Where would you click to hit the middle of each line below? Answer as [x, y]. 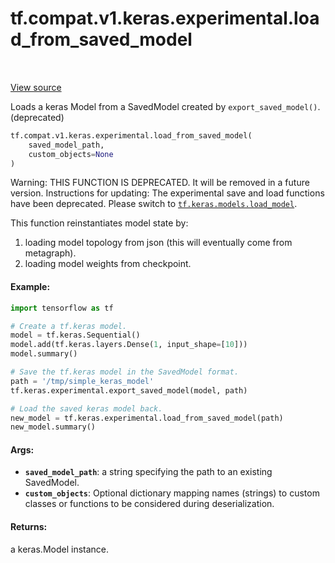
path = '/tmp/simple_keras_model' [82, 381]
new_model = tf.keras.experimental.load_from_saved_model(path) [147, 418]
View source [36, 87]
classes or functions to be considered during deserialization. [149, 504]
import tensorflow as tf [62, 308]
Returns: [29, 527]
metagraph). [50, 253]
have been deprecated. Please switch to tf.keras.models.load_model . [154, 204]
